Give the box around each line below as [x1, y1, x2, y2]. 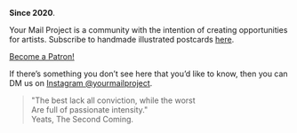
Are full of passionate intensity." [30, 105, 148, 114]
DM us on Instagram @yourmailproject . [9, 78, 153, 88]
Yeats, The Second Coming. [30, 114, 134, 124]
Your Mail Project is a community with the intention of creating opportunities [9, 25, 288, 35]
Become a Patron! [9, 51, 75, 61]
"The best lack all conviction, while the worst [30, 95, 196, 106]
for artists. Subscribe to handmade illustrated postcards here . [9, 35, 235, 44]
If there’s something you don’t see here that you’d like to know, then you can [9, 68, 288, 79]
